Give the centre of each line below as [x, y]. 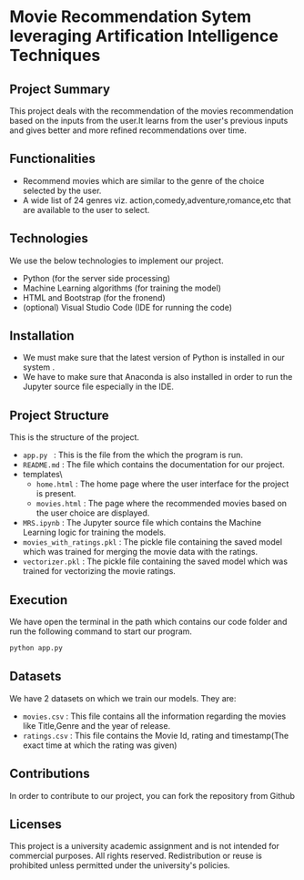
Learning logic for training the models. [94, 532]
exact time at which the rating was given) [100, 745]
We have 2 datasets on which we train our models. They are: [123, 698]
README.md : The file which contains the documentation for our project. [153, 465]
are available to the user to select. [86, 210]
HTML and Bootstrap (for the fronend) [94, 297]
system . [39, 367]
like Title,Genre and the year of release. [96, 725]
